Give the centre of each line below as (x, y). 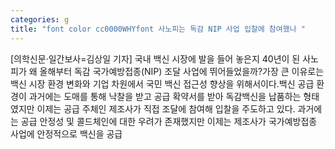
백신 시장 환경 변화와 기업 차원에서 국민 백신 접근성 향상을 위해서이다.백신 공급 (162, 83)
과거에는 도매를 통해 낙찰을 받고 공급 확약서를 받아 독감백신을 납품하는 (165, 96)
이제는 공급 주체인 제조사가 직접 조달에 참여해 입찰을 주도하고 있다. (166, 108)
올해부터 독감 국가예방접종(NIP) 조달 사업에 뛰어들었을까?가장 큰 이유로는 (182, 71)
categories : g (40, 19)
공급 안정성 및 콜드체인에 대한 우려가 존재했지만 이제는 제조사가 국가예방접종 (169, 121)
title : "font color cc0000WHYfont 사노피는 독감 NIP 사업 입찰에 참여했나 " (158, 29)
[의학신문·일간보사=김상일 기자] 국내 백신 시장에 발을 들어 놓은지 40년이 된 (155, 58)
